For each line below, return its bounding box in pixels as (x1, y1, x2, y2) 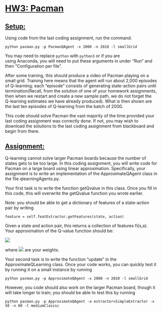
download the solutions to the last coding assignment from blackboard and (5, 123, 154, 129)
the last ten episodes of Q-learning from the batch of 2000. (5, 104, 123, 109)
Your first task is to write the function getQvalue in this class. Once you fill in (5, 185, 157, 191)
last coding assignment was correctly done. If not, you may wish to (5, 118, 139, 124)
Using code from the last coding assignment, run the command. (5, 35, 132, 41)
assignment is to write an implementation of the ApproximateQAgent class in (5, 171, 158, 176)
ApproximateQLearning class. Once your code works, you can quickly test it (5, 261, 157, 267)
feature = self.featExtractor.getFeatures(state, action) (5, 214, 124, 219)
